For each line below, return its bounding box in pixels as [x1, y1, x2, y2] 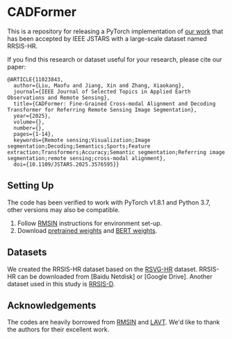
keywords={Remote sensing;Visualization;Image [13, 137, 151, 144]
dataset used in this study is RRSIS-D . [7, 279, 115, 288]
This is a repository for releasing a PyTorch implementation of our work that [7, 27, 224, 35]
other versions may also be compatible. [7, 205, 120, 214]
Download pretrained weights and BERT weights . [17, 226, 158, 234]
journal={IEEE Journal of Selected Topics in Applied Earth [13, 88, 191, 95]
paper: [7, 62, 26, 71]
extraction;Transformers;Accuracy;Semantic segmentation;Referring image [7, 148, 226, 156]
